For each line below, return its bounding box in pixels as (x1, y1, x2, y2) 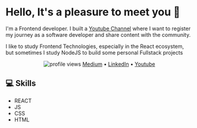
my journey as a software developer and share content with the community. (5, 31, 191, 38)
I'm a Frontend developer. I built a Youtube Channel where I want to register (5, 25, 191, 32)
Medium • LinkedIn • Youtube (82, 60, 155, 68)
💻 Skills (5, 78, 36, 88)
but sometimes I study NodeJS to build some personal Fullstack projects (5, 49, 183, 56)
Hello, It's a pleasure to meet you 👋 (5, 5, 181, 19)
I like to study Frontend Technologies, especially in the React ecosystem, (5, 43, 185, 50)
